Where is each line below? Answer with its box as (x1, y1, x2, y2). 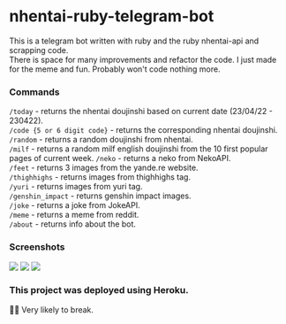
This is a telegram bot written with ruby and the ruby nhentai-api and (9, 35, 260, 46)
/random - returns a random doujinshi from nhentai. (9, 135, 193, 145)
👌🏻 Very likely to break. (9, 304, 94, 315)
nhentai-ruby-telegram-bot (9, 6, 214, 27)
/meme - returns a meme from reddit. (9, 210, 139, 220)
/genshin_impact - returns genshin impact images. (9, 190, 192, 201)
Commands (9, 86, 60, 98)
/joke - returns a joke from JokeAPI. (9, 200, 140, 211)
